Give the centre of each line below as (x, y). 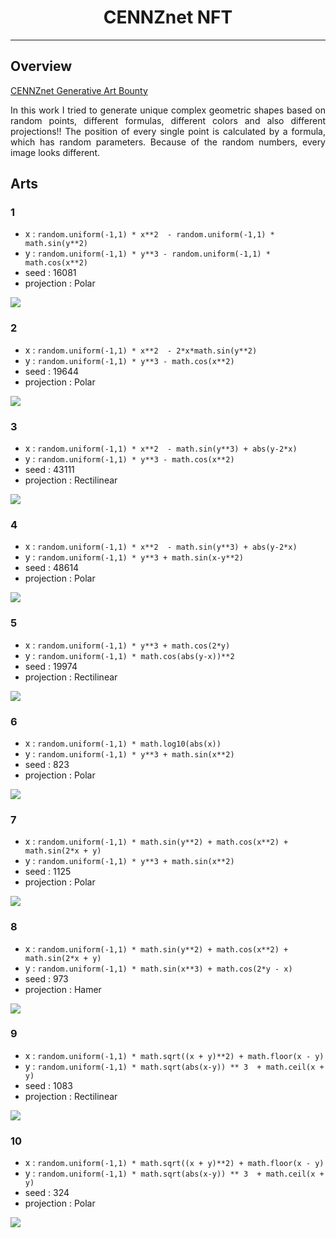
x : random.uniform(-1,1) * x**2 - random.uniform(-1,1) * (149, 234)
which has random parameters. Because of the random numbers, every (168, 142)
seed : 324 (47, 1193)
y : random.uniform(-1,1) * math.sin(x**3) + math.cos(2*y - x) (158, 968)
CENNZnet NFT (168, 17)
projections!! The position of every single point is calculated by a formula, (168, 131)
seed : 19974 (51, 666)
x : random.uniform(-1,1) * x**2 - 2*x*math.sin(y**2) (141, 350)
